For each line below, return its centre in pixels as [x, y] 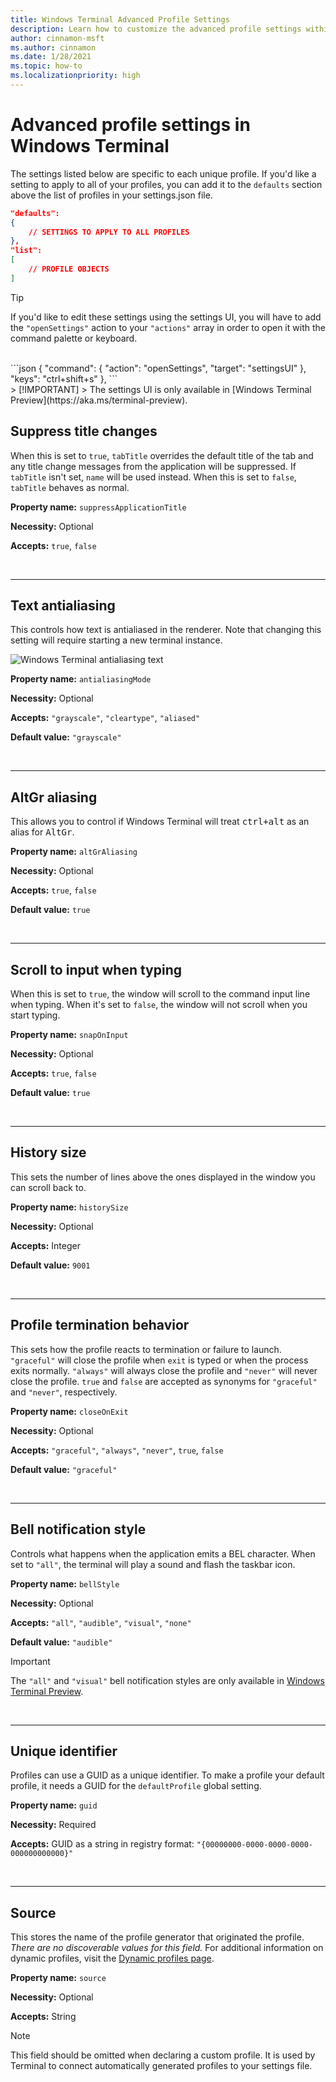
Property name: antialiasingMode [81, 679]
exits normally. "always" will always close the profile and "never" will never [164, 1370]
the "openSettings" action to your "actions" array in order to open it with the [168, 327]
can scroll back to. [48, 1187]
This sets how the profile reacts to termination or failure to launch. [146, 1349]
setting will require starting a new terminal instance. [116, 640]
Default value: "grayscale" [66, 737]
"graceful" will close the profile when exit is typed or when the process [159, 1360]
